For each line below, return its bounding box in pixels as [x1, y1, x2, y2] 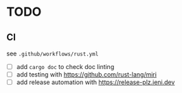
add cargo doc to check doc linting [16, 63, 115, 70]
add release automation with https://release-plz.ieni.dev [16, 78, 175, 86]
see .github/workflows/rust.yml [6, 49, 99, 57]
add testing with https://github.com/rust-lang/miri [16, 70, 157, 79]
